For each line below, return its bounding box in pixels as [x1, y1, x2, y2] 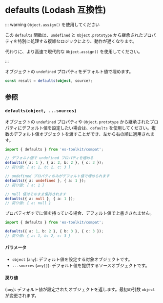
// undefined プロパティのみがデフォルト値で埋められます [5, 174, 110, 178]
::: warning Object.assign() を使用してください [5, 22, 100, 27]
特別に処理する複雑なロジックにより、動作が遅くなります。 [18, 38, 137, 44]
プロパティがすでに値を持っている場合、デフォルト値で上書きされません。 [5, 210, 155, 216]
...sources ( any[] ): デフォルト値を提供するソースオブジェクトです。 [12, 263, 150, 269]
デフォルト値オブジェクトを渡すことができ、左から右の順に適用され [13, 131, 150, 137]
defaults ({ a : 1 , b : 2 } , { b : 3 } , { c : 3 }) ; [5, 229, 104, 234]
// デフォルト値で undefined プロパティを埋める [5, 155, 94, 161]
